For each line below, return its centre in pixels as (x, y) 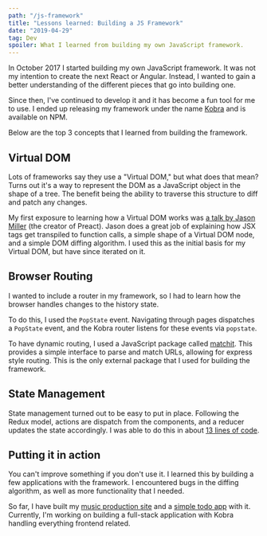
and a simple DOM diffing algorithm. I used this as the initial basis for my (127, 243)
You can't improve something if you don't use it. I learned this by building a (131, 474)
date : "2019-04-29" (41, 30)
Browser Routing (51, 277)
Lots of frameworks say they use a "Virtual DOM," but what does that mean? (133, 177)
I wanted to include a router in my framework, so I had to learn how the (125, 295)
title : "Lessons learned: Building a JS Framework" (96, 23)
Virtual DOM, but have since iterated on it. (77, 251)
